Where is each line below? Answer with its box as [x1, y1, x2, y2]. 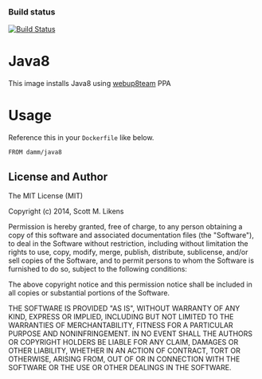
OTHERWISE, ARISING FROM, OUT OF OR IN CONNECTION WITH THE [8, 354, 240, 364]
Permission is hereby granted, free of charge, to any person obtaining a [8, 221, 243, 231]
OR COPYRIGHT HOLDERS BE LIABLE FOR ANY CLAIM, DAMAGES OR [8, 337, 239, 346]
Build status [8, 6, 56, 18]
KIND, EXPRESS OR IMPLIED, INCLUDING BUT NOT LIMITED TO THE [8, 311, 234, 321]
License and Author [8, 170, 108, 183]
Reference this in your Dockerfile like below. [8, 133, 154, 143]
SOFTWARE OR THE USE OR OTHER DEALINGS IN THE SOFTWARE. [8, 362, 232, 372]
